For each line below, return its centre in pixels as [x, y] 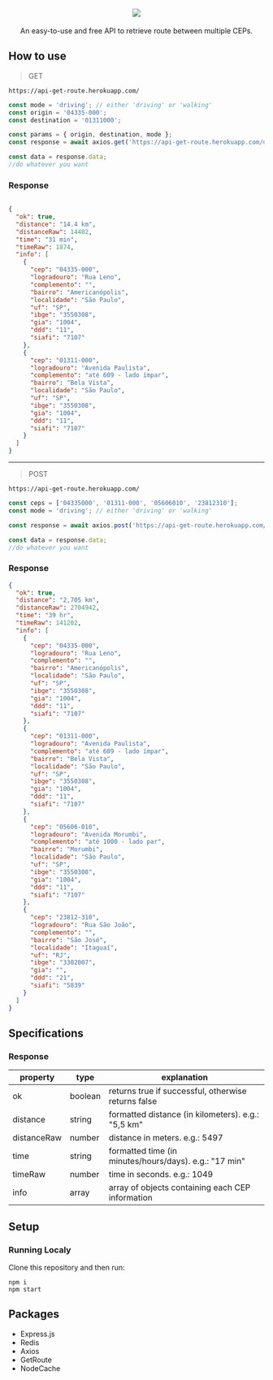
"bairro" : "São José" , [68, 940]
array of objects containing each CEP [180, 1187]
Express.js [37, 1334]
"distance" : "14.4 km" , [56, 224]
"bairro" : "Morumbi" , [67, 850]
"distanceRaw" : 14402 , [54, 231]
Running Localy [40, 1249]
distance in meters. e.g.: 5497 [166, 1138]
